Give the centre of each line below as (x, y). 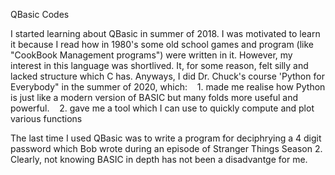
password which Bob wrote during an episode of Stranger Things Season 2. (166, 148)
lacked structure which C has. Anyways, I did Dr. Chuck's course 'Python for (167, 76)
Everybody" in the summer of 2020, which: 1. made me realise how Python (168, 87)
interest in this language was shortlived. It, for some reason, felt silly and (159, 65)
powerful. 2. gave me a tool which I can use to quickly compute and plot (162, 108)
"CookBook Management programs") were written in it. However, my (151, 55)
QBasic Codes (40, 14)
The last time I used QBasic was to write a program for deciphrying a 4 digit (166, 138)
